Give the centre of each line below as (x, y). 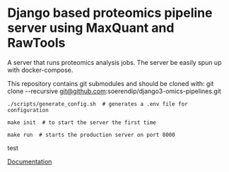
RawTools (36, 43)
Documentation (30, 161)
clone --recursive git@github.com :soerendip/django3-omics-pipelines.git (114, 91)
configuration (28, 110)
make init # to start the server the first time (82, 122)
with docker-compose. (40, 70)
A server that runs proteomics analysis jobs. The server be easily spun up (114, 62)
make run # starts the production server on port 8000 (91, 135)
